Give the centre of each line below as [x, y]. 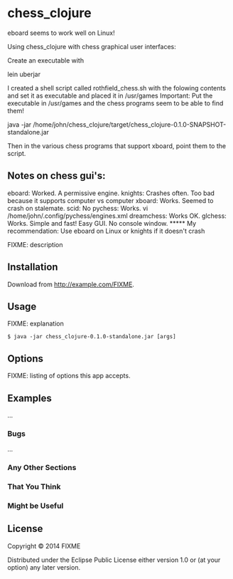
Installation [33, 267]
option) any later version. [44, 567]
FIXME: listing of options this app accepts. [69, 376]
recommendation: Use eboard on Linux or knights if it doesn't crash [106, 231]
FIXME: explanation [36, 324]
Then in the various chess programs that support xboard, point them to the [116, 146]
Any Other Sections [42, 468]
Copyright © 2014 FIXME [44, 546]
